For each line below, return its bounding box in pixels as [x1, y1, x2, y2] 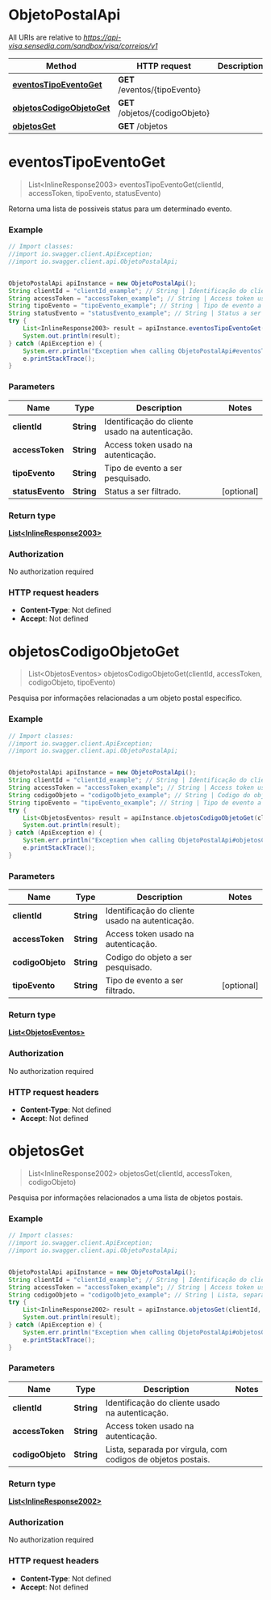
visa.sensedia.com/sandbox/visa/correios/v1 [8, 40, 159, 50]
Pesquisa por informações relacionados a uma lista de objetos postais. [8, 1192, 244, 1203]
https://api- [83, 32, 122, 42]
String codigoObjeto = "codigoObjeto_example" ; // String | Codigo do [8, 791, 251, 799]
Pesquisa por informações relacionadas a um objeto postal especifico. [8, 694, 242, 703]
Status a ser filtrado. [104, 486, 181, 497]
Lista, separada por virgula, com [105, 1443, 227, 1454]
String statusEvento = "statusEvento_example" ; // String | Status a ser [8, 309, 262, 317]
